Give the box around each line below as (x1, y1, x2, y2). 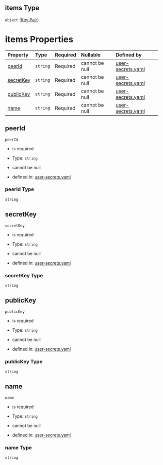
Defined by (115, 51, 142, 58)
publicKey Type (5, 358, 43, 365)
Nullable (81, 51, 101, 58)
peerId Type (5, 186, 34, 193)
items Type (5, 4, 40, 12)
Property (7, 51, 29, 58)
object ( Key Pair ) (5, 17, 39, 22)
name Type (5, 444, 33, 451)
